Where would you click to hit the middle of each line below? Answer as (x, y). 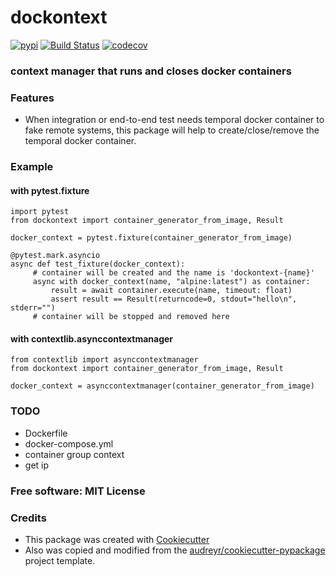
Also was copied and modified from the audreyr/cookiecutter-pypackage (175, 550)
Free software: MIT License (78, 491)
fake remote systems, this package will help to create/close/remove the (172, 130)
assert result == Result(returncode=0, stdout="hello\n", (174, 299)
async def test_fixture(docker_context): (98, 264)
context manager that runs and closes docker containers (151, 71)
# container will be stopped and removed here (131, 317)
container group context (74, 454)
